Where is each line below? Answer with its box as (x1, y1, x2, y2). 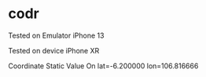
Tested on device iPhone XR (8, 46, 100, 55)
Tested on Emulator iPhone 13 (8, 31, 105, 40)
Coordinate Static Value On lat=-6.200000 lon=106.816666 (8, 60, 199, 71)
